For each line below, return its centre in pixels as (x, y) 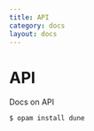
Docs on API (32, 102)
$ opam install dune (47, 119)
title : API (29, 17)
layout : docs (33, 34)
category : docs (37, 26)
